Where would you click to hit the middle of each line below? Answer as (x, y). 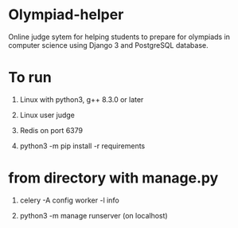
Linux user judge (47, 115)
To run (30, 78)
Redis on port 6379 (51, 130)
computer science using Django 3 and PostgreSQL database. (108, 45)
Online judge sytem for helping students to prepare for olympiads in (119, 37)
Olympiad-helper (66, 15)
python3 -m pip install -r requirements (82, 146)
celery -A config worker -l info (69, 200)
